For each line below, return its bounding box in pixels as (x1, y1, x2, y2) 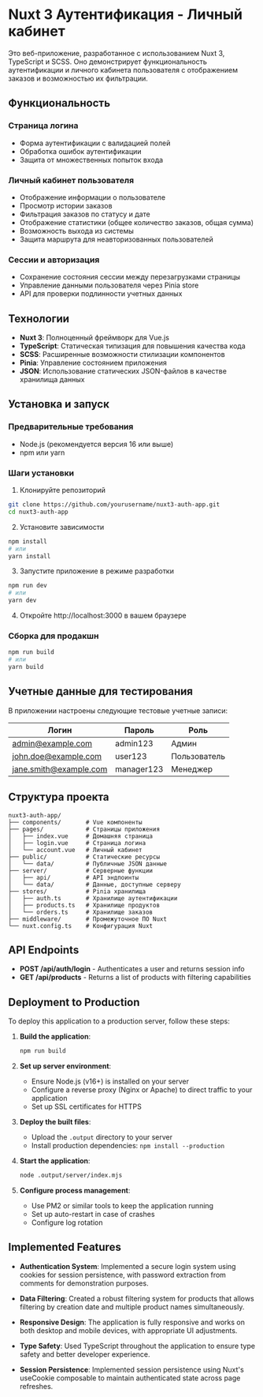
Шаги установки (8, 468, 75, 479)
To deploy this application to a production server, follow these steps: (8, 1016, 230, 1026)
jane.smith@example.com (12, 764, 108, 775)
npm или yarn (19, 448, 65, 457)
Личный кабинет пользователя (8, 175, 135, 186)
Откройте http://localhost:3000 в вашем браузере (19, 610, 187, 621)
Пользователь (170, 750, 226, 761)
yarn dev (8, 596, 37, 605)
